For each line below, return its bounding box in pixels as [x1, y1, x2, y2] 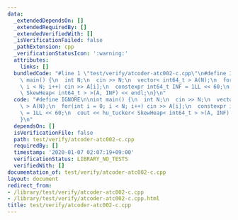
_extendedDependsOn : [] [13, 17, 84, 24]
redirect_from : [7, 182, 52, 189]
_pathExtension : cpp [13, 43, 74, 50]
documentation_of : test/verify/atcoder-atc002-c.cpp [7, 168, 166, 176]
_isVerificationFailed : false [13, 37, 103, 44]
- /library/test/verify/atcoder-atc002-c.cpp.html [7, 195, 160, 202]
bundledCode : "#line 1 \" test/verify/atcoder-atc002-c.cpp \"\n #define [13, 70, 227, 77]
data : [7, 10, 23, 18]
